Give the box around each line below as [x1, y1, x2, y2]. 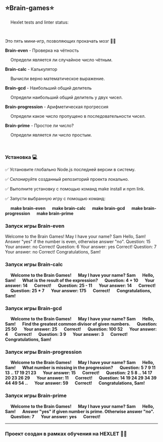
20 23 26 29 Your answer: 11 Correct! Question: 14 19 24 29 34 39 [5, 375, 157, 381]
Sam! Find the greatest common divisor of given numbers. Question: [5, 321, 158, 327]
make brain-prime [36, 210, 74, 217]
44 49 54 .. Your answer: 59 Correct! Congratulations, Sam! [5, 380, 145, 386]
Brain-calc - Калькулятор [5, 66, 57, 72]
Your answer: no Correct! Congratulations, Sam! [5, 249, 101, 255]
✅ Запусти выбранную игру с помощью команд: [5, 196, 106, 202]
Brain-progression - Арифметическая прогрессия [5, 104, 109, 110]
